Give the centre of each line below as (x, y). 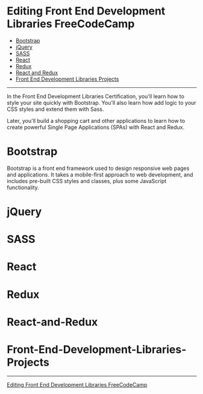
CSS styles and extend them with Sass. (55, 109)
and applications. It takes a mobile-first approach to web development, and (100, 174)
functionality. (23, 187)
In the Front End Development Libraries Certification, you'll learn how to (95, 96)
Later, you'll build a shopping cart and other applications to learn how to (96, 120)
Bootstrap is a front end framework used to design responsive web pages (98, 168)
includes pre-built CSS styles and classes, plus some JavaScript (87, 181)
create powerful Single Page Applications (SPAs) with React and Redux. (96, 127)
